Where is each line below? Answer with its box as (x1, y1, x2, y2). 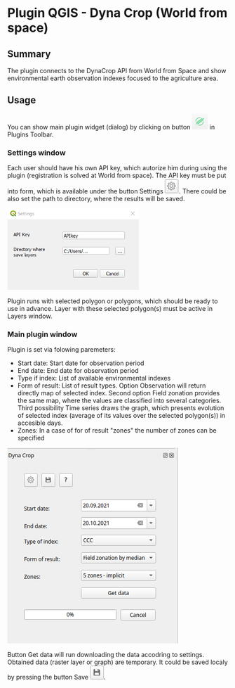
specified (17, 434, 45, 442)
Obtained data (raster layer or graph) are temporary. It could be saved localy (7, 658, 228, 666)
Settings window (7, 148, 66, 158)
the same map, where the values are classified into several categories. (17, 396, 222, 405)
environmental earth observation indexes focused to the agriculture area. (7, 74, 219, 82)
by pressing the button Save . (7, 673, 106, 682)
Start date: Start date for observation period (17, 359, 145, 367)
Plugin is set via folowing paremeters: (7, 345, 116, 354)
